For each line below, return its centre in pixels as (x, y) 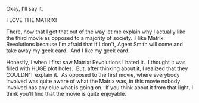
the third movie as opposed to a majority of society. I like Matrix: (85, 38)
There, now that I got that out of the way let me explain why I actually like (96, 32)
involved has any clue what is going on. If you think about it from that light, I (100, 88)
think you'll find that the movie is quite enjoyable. (66, 94)
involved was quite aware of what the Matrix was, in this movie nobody (93, 81)
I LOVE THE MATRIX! (32, 20)
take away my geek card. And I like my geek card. (68, 51)
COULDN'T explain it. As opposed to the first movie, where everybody (93, 75)
